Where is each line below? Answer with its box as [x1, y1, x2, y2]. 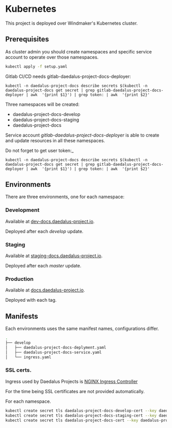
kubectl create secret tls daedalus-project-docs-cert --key [5, 418, 139, 423]
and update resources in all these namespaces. [5, 137, 105, 144]
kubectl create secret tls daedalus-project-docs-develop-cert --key [5, 408, 157, 413]
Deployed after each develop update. [5, 228, 83, 234]
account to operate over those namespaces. [5, 54, 99, 60]
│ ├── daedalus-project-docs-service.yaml [5, 349, 102, 355]
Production [5, 275, 34, 282]
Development [5, 206, 40, 213]
